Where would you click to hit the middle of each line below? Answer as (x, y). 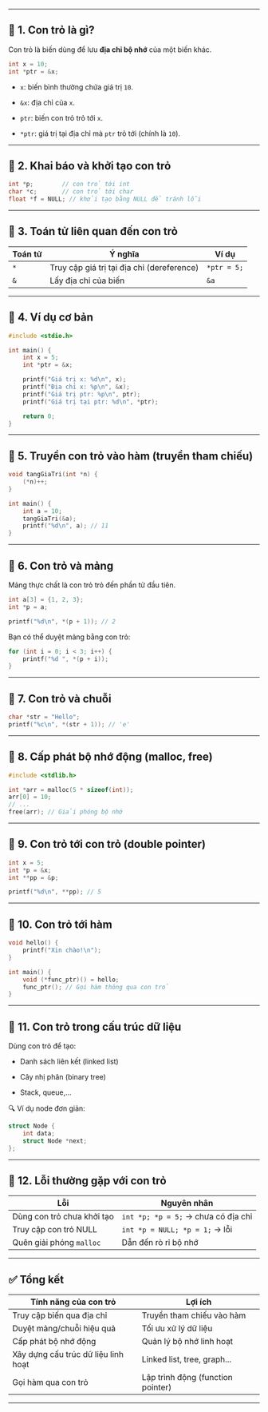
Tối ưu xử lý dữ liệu (177, 1329)
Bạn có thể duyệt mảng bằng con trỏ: (69, 637)
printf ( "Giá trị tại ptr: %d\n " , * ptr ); (91, 402)
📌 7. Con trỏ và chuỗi (60, 699)
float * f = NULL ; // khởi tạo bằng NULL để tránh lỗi (105, 199)
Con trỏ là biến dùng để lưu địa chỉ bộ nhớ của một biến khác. (110, 50)
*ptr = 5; (225, 267)
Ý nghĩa (124, 254)
